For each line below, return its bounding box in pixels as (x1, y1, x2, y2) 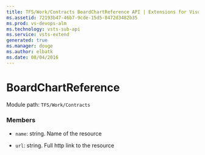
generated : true (6, 37, 48, 43)
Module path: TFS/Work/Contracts (6, 101, 90, 108)
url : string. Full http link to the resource (15, 142, 115, 149)
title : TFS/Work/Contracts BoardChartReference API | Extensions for (6, 9, 187, 15)
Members (6, 116, 35, 124)
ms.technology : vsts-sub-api (6, 26, 81, 32)
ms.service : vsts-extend (6, 32, 70, 38)
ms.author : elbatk (6, 49, 53, 55)
